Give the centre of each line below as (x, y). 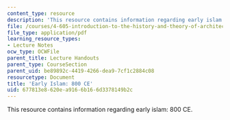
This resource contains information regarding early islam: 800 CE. (100, 110)
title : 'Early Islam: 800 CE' (50, 84)
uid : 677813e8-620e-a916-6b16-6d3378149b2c (70, 90)
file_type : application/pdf (47, 33)
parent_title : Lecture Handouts (53, 58)
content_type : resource (41, 13)
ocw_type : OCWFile (33, 52)
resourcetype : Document (41, 77)
